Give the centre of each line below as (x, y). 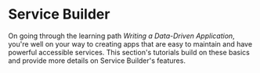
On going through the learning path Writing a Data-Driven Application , (121, 36)
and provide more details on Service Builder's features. (97, 61)
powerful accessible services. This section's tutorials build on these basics (129, 52)
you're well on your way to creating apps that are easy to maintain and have (130, 43)
